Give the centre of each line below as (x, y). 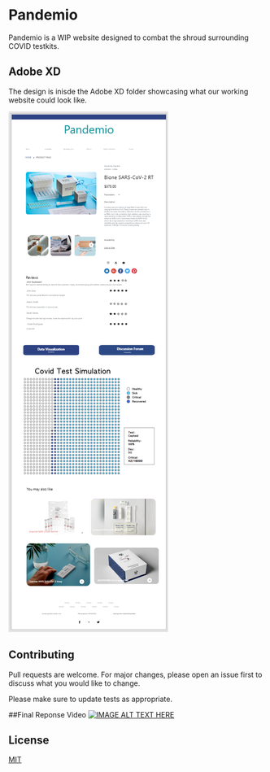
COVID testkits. (34, 46)
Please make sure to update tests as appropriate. (91, 699)
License (29, 740)
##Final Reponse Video (48, 714)
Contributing (41, 655)
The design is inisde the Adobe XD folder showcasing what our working (128, 91)
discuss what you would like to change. (74, 683)
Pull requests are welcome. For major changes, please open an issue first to (135, 674)
